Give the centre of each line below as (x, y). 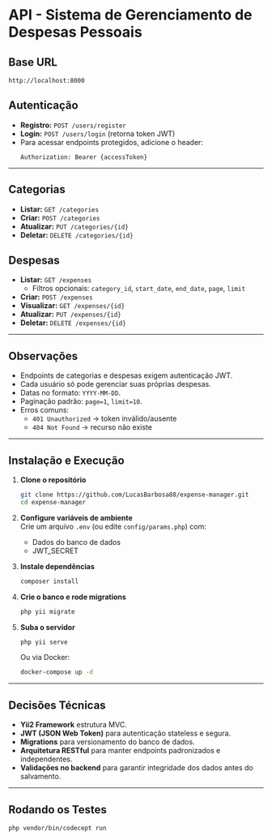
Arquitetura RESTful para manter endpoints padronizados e (120, 751)
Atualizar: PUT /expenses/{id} (70, 315)
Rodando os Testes (58, 810)
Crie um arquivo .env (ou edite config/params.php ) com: (113, 526)
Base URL (33, 62)
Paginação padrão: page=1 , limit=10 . (81, 401)
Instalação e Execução (66, 460)
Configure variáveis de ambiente (76, 517)
